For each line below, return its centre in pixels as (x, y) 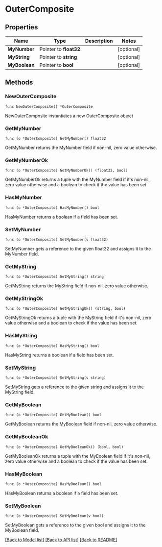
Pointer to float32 (60, 49)
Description (99, 41)
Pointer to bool (57, 65)
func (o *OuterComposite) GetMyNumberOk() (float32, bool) (67, 171)
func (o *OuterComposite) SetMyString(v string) (56, 378)
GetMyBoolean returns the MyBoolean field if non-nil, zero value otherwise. (81, 424)
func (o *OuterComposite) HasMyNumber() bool (52, 208)
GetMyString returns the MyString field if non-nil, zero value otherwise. (77, 286)
